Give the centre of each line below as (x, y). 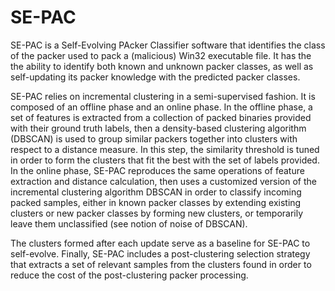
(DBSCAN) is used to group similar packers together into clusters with (154, 138)
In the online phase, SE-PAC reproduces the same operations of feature (157, 170)
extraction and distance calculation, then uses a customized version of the (163, 181)
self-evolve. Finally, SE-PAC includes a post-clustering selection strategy (160, 253)
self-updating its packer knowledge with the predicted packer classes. (155, 77)
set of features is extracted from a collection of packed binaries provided (161, 117)
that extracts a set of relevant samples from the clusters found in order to (161, 264)
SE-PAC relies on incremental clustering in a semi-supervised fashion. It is (163, 96)
